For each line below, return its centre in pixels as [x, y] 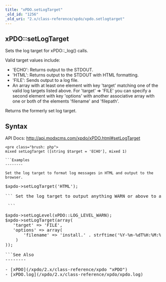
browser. [14, 177]
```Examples [17, 160]
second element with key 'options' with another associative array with [83, 96]
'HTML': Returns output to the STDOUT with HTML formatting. [76, 75]
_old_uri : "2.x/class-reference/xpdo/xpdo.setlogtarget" [65, 19]
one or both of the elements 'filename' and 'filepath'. [66, 101]
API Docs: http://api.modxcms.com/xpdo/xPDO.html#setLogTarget [73, 138]
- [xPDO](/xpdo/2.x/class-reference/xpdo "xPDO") [66, 269]
